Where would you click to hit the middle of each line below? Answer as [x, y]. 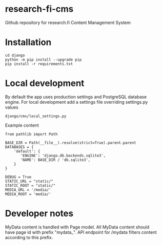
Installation [28, 42]
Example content [22, 125]
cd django [15, 55]
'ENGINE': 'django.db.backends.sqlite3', [63, 156]
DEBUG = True [18, 177]
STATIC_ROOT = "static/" [30, 185]
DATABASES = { [20, 147]
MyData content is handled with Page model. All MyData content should [77, 227]
